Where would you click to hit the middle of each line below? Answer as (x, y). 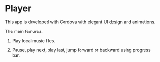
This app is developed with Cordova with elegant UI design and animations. (80, 22)
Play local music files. (34, 40)
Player (18, 8)
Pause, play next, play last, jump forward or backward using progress (81, 50)
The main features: (24, 31)
